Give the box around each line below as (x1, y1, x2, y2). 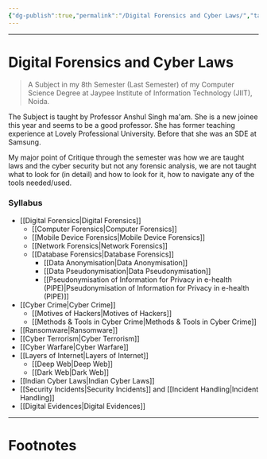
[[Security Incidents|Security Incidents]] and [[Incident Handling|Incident (19, 384, 259, 394)
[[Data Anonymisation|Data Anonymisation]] (43, 257, 188, 267)
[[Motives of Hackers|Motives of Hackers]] (31, 308, 172, 318)
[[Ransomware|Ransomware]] (19, 325, 118, 334)
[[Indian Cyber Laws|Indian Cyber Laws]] (19, 376, 155, 385)
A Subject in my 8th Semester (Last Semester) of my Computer (27, 79, 234, 89)
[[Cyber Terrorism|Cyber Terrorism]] (19, 334, 141, 343)
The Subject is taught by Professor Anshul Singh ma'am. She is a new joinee (8, 112, 258, 121)
